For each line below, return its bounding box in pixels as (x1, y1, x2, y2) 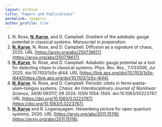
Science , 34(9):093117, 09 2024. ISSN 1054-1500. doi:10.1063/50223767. (12, 91, 158, 96)
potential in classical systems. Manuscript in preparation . (12, 39, 127, 45)
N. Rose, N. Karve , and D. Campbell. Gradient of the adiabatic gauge (12, 34, 149, 40)
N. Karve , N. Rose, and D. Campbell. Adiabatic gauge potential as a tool (12, 60, 155, 65)
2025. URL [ (12, 49, 36, 55)
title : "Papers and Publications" (5, 12, 75, 16)
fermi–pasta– (120, 80, 147, 86)
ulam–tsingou (12, 85, 39, 91)
